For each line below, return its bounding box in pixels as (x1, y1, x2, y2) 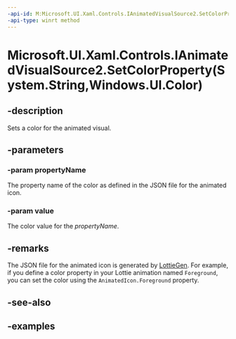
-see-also (7, 296, 51, 308)
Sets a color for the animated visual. (7, 124, 112, 132)
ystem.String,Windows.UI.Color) (7, 77, 203, 93)
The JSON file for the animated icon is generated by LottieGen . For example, (7, 261, 228, 269)
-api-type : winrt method (7, 17, 80, 24)
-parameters (7, 143, 64, 155)
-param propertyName (7, 165, 86, 174)
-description (7, 105, 63, 117)
